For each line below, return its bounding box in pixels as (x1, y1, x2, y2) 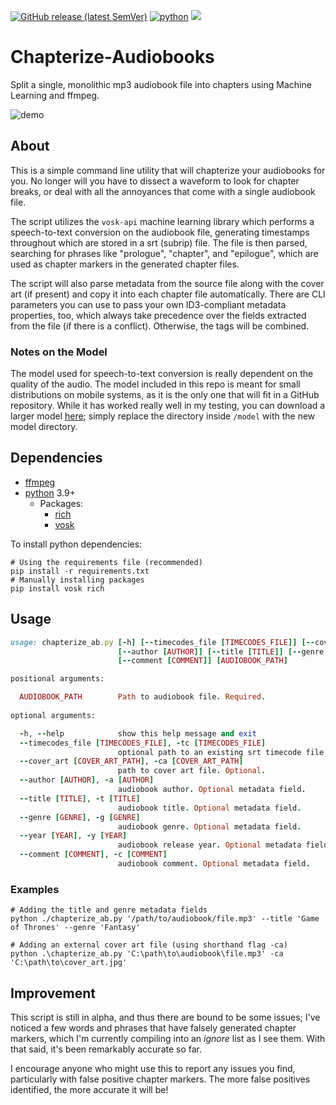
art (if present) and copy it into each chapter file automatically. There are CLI (10, 288, 326, 300)
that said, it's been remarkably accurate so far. (10, 1043, 203, 1055)
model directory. (10, 421, 78, 433)
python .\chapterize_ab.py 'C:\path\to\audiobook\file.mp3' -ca (10, 949, 284, 959)
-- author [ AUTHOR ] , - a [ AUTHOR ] (19, 775, 155, 785)
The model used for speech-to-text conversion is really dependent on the (10, 368, 314, 380)
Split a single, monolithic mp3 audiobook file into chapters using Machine (10, 78, 312, 90)
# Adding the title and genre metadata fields (10, 905, 208, 915)
